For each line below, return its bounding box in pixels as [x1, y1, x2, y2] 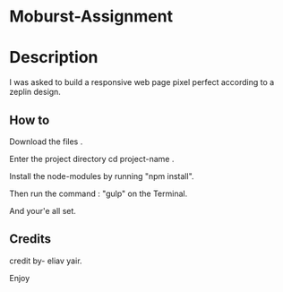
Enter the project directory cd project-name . [9, 153, 175, 164]
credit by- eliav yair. [9, 255, 82, 266]
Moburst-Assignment [9, 6, 173, 27]
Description [9, 47, 99, 68]
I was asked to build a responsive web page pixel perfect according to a [9, 77, 275, 88]
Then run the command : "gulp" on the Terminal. [9, 188, 188, 199]
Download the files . [9, 136, 83, 147]
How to [9, 112, 50, 127]
